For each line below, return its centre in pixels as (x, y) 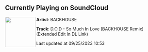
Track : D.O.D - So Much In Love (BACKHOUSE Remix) (90, 29)
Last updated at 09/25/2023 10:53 (70, 43)
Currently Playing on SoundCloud (57, 8)
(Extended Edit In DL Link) (62, 34)
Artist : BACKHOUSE (57, 19)
